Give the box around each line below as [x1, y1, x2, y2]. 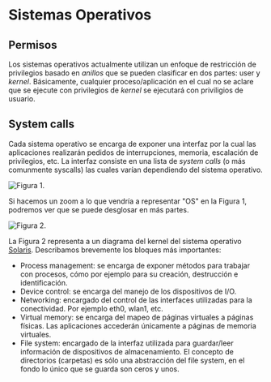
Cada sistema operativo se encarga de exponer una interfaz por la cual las [8, 139, 256, 148]
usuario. [8, 94, 36, 103]
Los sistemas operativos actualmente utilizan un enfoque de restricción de [8, 59, 256, 69]
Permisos [8, 38, 57, 52]
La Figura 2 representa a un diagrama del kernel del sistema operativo [8, 236, 242, 246]
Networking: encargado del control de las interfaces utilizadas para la [19, 294, 252, 305]
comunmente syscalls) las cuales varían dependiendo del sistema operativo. [8, 165, 263, 174]
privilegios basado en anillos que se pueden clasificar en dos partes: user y [8, 68, 260, 78]
